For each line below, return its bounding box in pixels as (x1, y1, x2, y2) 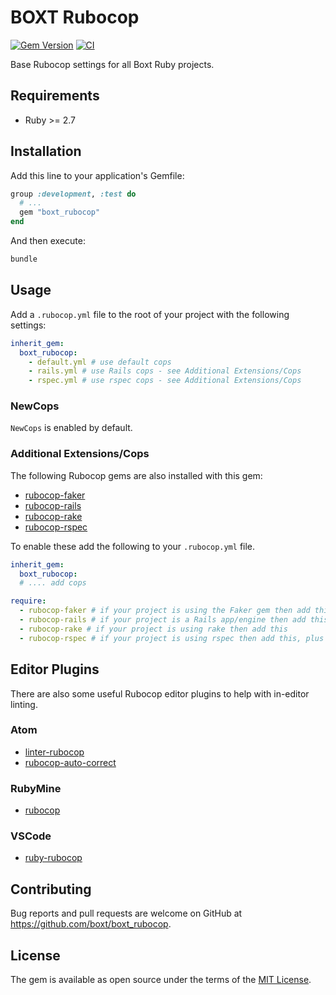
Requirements (10, 87, 100, 105)
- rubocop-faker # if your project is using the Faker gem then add (19, 606, 311, 616)
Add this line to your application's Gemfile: (10, 169, 185, 181)
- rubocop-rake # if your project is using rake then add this (19, 624, 288, 634)
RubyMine (10, 781, 62, 795)
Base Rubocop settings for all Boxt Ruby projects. (10, 58, 215, 70)
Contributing (10, 881, 92, 898)
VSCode (10, 829, 52, 843)
